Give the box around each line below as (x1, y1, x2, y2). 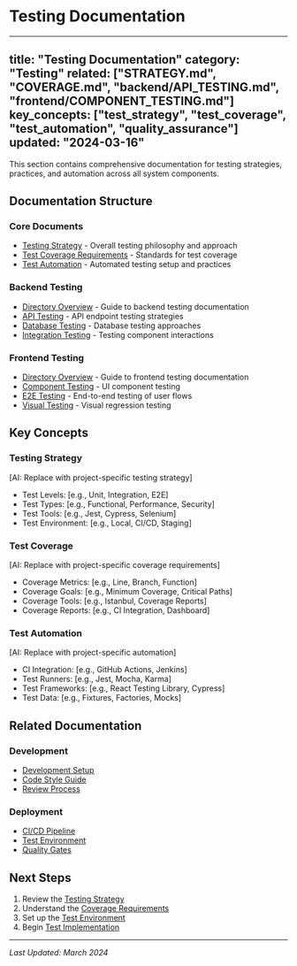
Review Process (21, 784, 81, 793)
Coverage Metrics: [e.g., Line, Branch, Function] (21, 577, 197, 587)
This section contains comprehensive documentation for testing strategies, (9, 158, 283, 169)
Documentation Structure (9, 194, 153, 209)
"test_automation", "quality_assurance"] (9, 121, 239, 136)
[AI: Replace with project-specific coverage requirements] (9, 560, 221, 571)
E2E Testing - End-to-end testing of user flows (21, 391, 193, 402)
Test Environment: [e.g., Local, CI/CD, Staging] (21, 517, 193, 528)
